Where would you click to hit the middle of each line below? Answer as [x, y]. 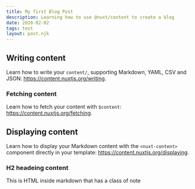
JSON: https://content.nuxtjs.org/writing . [56, 78]
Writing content [36, 58]
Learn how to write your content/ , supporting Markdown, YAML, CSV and [96, 72]
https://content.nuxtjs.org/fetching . [49, 113]
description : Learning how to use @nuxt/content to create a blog [90, 17]
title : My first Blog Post [40, 12]
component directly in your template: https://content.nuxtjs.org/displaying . [98, 153]
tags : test [20, 28]
